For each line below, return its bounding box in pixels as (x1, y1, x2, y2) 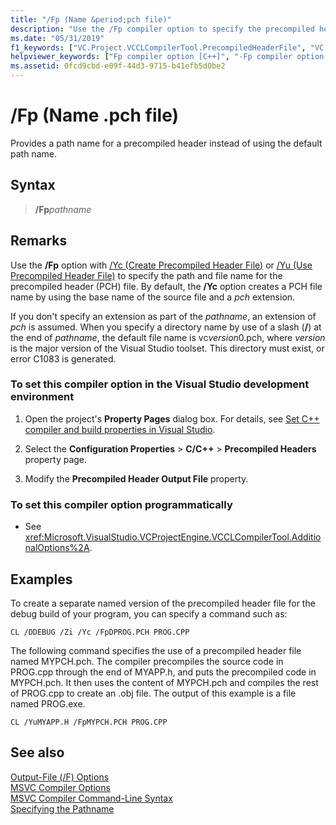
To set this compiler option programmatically (10, 497, 233, 511)
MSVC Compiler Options (10, 781, 111, 793)
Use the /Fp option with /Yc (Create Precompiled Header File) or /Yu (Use (10, 259, 313, 271)
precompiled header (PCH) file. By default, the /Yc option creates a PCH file (10, 280, 323, 292)
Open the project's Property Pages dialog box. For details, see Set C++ (24, 412, 320, 425)
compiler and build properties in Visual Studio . (24, 423, 216, 435)
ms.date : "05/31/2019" (10, 33, 105, 43)
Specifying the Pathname (10, 802, 115, 815)
